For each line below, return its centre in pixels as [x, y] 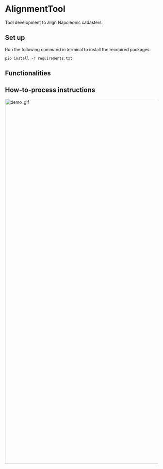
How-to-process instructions [50, 90]
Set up [15, 38]
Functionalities [28, 73]
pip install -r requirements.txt [39, 58]
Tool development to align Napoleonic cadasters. [54, 22]
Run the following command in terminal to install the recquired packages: [78, 49]
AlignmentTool [35, 9]
